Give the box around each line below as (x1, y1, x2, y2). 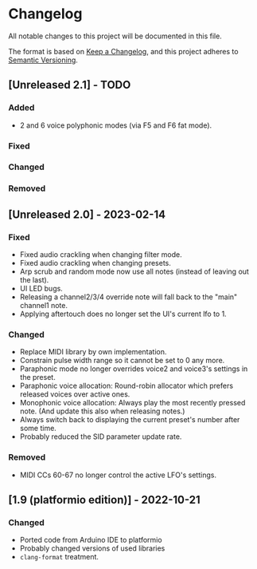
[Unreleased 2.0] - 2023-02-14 (8, 207, 165, 221)
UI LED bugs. (19, 284, 64, 294)
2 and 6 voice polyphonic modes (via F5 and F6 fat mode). (19, 121, 212, 130)
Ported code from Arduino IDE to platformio (19, 535, 162, 545)
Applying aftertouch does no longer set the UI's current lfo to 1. (19, 309, 227, 319)
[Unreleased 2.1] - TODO (8, 78, 131, 92)
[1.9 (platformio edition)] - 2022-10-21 (8, 493, 201, 507)
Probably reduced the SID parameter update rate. (19, 432, 182, 441)
